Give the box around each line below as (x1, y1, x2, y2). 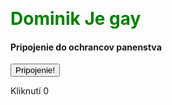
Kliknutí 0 (10, 85, 50, 97)
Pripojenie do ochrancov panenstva (10, 41, 162, 53)
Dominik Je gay (10, 8, 142, 30)
